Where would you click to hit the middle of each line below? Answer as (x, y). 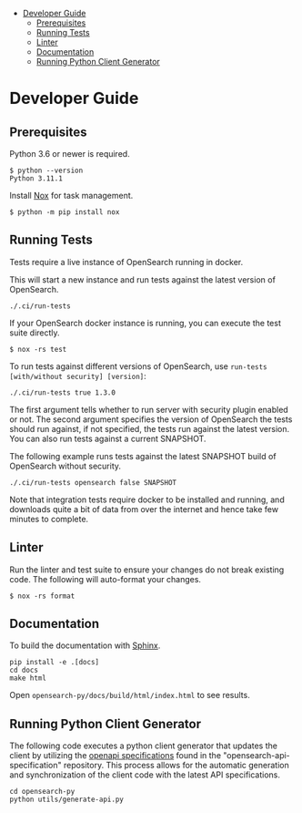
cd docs (24, 670)
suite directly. (35, 333)
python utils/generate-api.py (67, 800)
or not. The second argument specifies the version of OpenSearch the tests (151, 419)
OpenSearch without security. (65, 466)
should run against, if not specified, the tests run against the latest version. (149, 428)
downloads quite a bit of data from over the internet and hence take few (144, 509)
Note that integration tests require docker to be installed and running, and (147, 499)
